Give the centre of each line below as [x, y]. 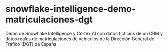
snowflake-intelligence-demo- [71, 9]
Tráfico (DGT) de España [31, 44]
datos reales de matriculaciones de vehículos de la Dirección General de [80, 39]
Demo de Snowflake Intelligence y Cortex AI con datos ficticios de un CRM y [84, 33]
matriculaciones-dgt [49, 20]
